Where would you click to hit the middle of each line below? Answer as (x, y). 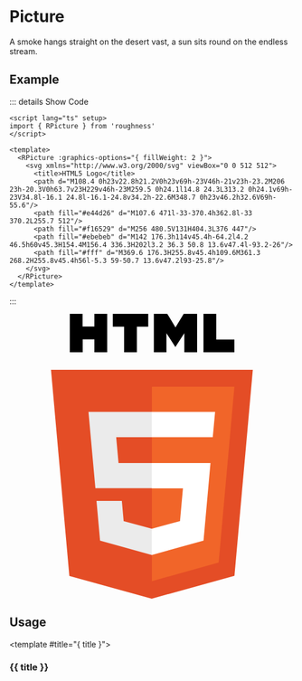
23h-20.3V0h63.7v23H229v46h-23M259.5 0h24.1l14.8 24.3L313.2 (127, 189)
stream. (24, 51)
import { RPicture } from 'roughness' (82, 126)
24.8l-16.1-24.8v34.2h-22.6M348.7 (131, 197)
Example (34, 80)
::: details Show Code (49, 101)
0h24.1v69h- (271, 189)
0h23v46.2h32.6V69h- (238, 197)
